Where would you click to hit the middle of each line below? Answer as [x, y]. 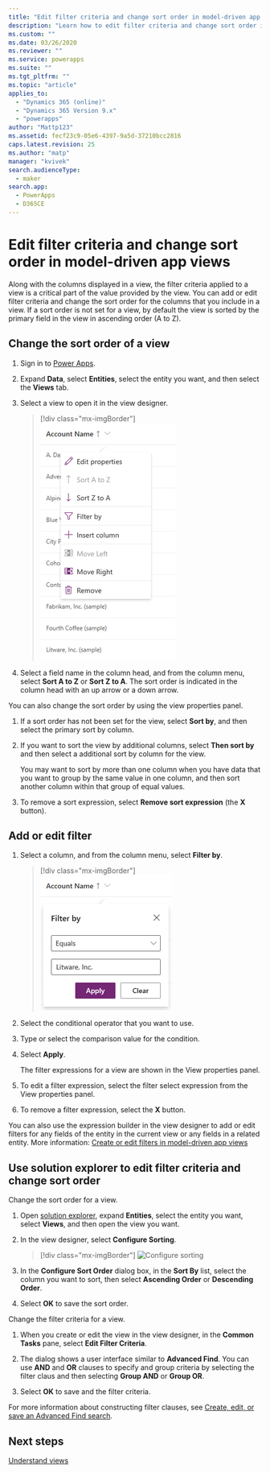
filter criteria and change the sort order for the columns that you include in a [134, 301]
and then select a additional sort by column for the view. [113, 754]
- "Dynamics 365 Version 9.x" [66, 110]
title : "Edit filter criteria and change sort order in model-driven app [135, 17]
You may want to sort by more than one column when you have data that [140, 769]
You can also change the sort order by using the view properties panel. [126, 705]
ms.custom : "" [32, 34]
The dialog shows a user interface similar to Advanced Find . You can [134, 1359]
